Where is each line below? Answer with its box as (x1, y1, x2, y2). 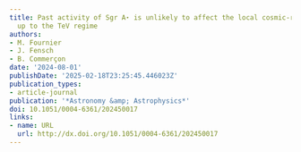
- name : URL (9, 122, 54, 131)
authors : (9, 30, 42, 38)
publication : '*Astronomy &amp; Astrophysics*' (9, 96, 191, 106)
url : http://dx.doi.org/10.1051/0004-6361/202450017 (17, 130, 219, 139)
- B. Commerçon (9, 55, 66, 63)
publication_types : (9, 80, 82, 89)
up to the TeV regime (17, 21, 99, 30)
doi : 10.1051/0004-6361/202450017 (9, 105, 139, 114)
